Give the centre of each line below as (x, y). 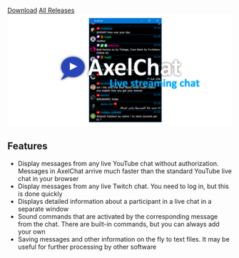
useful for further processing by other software (87, 247)
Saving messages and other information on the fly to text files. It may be (123, 239)
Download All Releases (41, 10)
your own (32, 232)
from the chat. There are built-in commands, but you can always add (118, 224)
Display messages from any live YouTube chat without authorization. (118, 163)
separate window (43, 209)
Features (27, 146)
